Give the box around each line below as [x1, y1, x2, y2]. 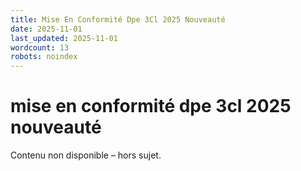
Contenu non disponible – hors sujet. [10, 149, 162, 161]
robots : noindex [10, 52, 78, 62]
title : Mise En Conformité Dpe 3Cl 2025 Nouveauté [10, 14, 226, 25]
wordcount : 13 [10, 42, 70, 53]
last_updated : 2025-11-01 [10, 33, 118, 43]
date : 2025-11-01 [10, 24, 83, 34]
